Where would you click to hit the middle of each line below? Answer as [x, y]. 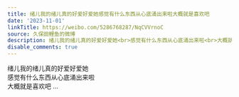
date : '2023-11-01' [36, 21]
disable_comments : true [43, 47]
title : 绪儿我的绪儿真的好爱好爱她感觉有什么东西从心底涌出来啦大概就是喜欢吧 [108, 14]
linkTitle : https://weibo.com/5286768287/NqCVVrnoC [85, 27]
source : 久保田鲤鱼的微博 [42, 34]
